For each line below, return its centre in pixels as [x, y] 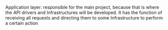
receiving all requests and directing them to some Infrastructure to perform [84, 18]
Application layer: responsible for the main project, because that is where [82, 7]
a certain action [22, 23]
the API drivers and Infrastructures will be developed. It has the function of [84, 12]
